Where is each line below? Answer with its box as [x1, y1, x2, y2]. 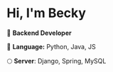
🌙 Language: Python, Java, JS [6, 42, 97, 51]
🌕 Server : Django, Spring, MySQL [6, 56, 107, 65]
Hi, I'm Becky [6, 5, 87, 21]
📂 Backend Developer [6, 29, 72, 37]
